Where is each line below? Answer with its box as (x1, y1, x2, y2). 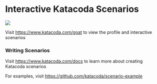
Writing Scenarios (5, 47, 50, 54)
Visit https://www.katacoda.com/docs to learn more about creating (5, 58, 143, 64)
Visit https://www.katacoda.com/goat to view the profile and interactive (5, 29, 152, 35)
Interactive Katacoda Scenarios (5, 3, 139, 15)
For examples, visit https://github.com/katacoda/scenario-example (5, 73, 142, 79)
